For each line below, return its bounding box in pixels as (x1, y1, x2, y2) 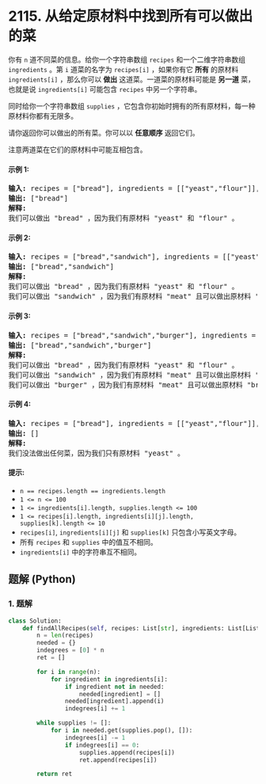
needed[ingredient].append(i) (64, 698, 165, 706)
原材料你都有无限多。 (8, 111, 78, 120)
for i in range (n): (36, 668, 101, 676)
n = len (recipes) (36, 631, 93, 640)
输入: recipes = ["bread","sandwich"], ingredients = (8, 253, 219, 261)
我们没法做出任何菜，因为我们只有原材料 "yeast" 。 (8, 448, 184, 458)
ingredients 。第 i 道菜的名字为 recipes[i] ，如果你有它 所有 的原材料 (8, 64, 239, 74)
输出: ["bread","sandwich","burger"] (8, 341, 152, 349)
